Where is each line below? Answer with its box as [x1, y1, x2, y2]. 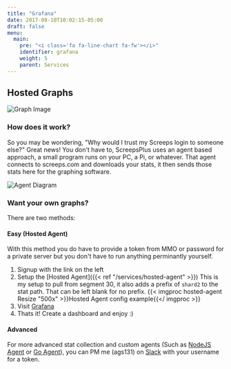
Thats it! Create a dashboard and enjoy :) [17, 310, 134, 318]
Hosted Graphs [7, 87, 74, 99]
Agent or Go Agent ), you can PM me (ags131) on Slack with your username [7, 348, 219, 356]
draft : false [7, 23, 45, 30]
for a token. [7, 355, 40, 363]
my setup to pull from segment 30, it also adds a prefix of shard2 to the [17, 280, 219, 288]
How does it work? [7, 122, 71, 132]
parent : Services [19, 61, 70, 68]
